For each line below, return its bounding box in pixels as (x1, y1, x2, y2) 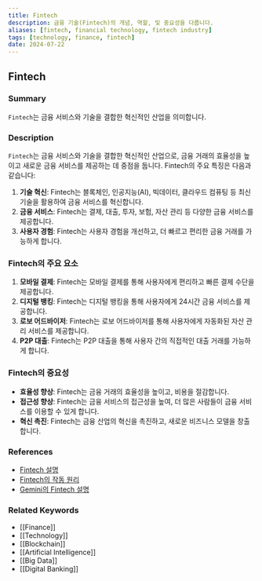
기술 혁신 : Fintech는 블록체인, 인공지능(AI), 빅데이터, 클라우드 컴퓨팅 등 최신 (19, 188, 251, 197)
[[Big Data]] (19, 556, 57, 565)
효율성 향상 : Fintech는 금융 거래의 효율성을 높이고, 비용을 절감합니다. (19, 386, 230, 396)
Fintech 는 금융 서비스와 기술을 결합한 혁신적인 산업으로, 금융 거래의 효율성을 (8, 151, 242, 161)
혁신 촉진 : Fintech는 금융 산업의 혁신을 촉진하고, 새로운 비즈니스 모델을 (19, 416, 236, 426)
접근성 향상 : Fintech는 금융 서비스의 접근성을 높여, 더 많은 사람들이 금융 (19, 396, 238, 406)
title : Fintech (8, 11, 58, 20)
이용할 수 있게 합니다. (34, 406, 100, 416)
